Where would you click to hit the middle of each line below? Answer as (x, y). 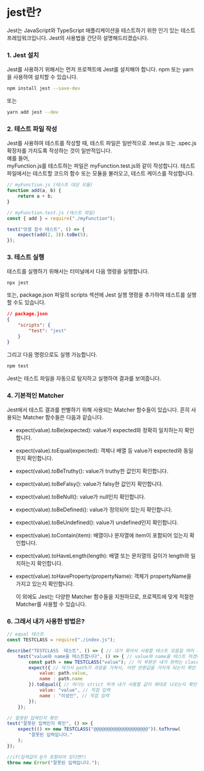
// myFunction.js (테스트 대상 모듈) (50, 185)
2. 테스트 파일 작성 (32, 129)
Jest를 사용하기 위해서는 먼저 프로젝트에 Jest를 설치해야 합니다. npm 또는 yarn (100, 70)
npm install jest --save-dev (44, 88)
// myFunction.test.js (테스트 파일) (51, 212)
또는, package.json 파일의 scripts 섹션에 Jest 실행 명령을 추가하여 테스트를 (96, 295)
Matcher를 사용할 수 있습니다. (51, 604)
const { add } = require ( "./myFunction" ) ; (61, 218)
